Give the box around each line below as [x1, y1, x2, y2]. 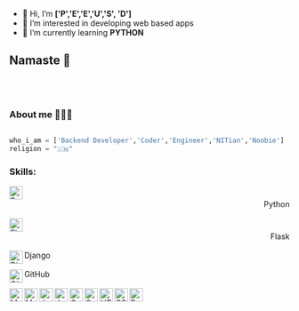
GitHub [24, 269, 51, 280]
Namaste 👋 [9, 53, 71, 68]
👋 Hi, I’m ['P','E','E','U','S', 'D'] [21, 9, 132, 19]
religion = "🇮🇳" [9, 144, 74, 153]
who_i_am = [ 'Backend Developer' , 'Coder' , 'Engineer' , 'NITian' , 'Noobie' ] [9, 136, 285, 146]
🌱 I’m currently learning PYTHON [21, 28, 144, 37]
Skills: [9, 165, 37, 178]
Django [24, 250, 51, 261]
